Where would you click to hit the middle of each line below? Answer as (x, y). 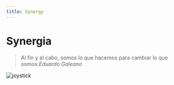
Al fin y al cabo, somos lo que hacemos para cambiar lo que (94, 58)
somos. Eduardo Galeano (51, 64)
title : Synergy (25, 12)
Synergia (29, 41)
